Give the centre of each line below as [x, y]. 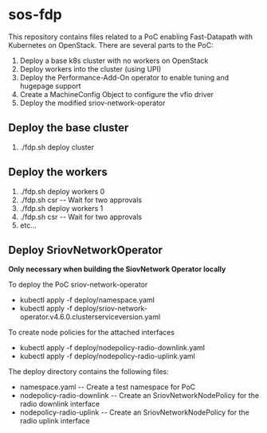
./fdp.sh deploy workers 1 [61, 208]
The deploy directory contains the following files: [88, 372]
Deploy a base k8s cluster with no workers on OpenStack [114, 60]
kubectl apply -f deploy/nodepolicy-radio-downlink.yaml [112, 348]
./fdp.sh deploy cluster [57, 147]
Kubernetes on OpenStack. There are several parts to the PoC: [111, 45]
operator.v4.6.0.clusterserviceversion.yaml [90, 317]
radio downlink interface [60, 404]
